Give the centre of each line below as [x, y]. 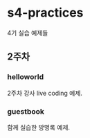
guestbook [26, 111]
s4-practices [45, 13]
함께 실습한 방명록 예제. [39, 127]
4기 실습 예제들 [28, 33]
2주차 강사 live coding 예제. [45, 93]
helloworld [25, 77]
